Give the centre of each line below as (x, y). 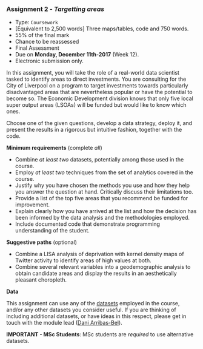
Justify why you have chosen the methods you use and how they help (102, 185)
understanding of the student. (52, 231)
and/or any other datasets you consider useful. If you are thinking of (92, 310)
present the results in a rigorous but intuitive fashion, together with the (94, 130)
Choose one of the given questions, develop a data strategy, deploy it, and (99, 123)
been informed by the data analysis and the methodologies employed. (102, 218)
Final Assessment (37, 48)
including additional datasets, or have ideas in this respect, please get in (96, 316)
